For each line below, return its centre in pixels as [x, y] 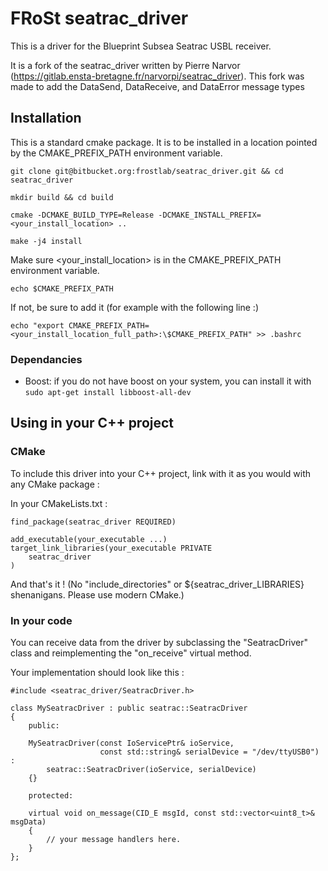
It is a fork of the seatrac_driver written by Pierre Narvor [125, 65]
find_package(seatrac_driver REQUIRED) [93, 522]
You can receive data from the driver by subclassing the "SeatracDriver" [159, 643]
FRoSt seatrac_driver [99, 18]
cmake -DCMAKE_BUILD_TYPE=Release [82, 215]
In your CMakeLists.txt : [59, 503]
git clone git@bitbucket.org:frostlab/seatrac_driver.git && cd [147, 171]
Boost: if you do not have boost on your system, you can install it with [168, 381]
